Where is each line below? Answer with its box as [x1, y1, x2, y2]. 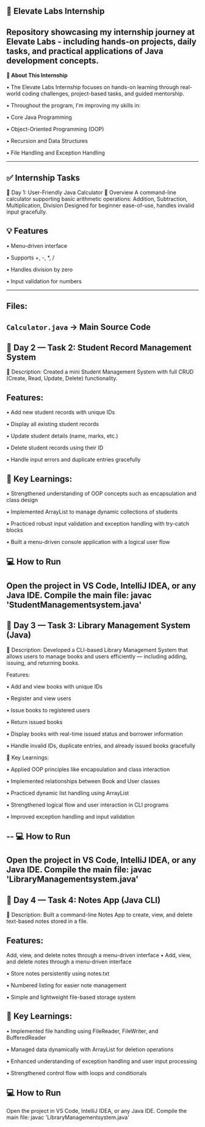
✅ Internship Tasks [6, 172, 81, 183]
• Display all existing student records [6, 421, 99, 428]
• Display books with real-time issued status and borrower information [6, 730, 183, 737]
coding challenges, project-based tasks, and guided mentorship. [21, 90, 185, 98]
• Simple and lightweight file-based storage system [6, 993, 136, 1001]
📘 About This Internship [6, 71, 68, 79]
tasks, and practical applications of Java [6, 46, 164, 56]
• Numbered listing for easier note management [6, 982, 127, 989]
